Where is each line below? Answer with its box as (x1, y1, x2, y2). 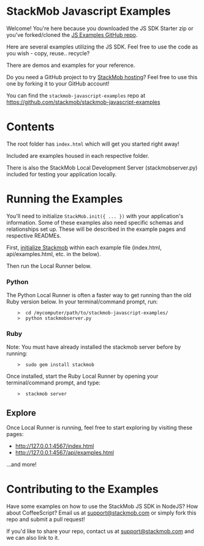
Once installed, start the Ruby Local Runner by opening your (6, 373, 159, 380)
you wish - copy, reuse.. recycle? (6, 49, 90, 57)
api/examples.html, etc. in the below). (6, 250, 101, 257)
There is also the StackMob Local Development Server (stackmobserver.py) (6, 164, 198, 171)
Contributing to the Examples (6, 482, 159, 496)
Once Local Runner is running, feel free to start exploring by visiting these (6, 424, 193, 431)
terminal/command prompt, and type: (6, 379, 101, 386)
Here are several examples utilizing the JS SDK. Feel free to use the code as (6, 43, 198, 50)
